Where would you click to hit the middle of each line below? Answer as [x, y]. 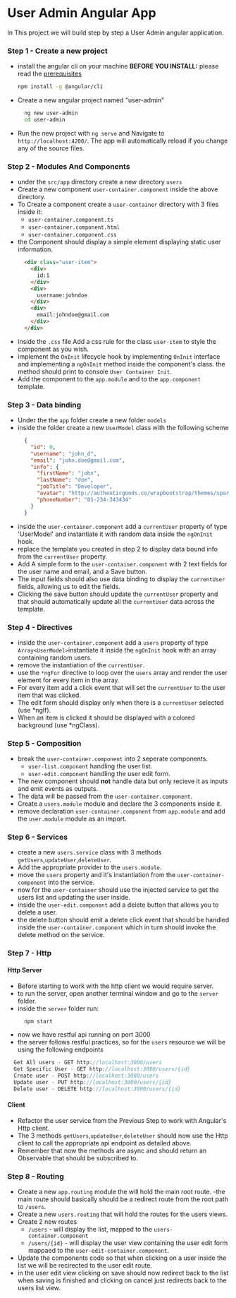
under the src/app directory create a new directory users [100, 182]
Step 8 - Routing [36, 1176]
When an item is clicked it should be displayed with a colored [106, 718]
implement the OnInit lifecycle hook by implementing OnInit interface [119, 356]
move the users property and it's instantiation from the [97, 875]
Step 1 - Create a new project [57, 51]
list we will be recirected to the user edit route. [85, 1266]
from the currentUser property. [62, 556]
